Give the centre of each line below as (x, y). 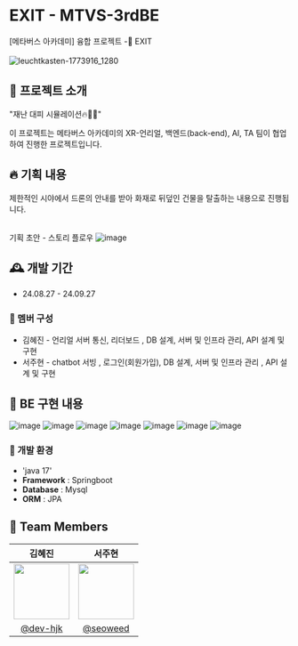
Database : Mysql (55, 489)
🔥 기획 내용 (38, 175)
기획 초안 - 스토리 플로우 (51, 238)
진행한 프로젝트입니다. (64, 144)
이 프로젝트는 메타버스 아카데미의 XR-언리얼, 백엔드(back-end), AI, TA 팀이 (140, 133)
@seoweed (106, 628)
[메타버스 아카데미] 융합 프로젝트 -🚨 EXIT (81, 41)
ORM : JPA (42, 498)
